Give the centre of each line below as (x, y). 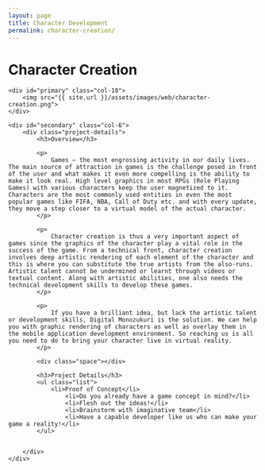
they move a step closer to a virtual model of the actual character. (127, 209)
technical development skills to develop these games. (101, 285)
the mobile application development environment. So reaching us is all (131, 334)
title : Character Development (58, 23)
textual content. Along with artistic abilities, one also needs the (126, 279)
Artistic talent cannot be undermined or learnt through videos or (122, 272)
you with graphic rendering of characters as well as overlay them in (127, 327)
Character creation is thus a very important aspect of (145, 237)
